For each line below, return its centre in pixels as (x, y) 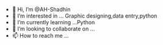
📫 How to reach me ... (40, 36)
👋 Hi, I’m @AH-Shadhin (41, 9)
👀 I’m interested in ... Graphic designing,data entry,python (85, 16)
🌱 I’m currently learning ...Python (53, 22)
